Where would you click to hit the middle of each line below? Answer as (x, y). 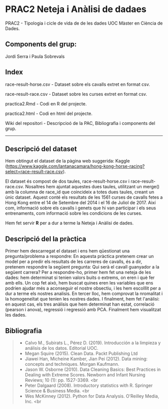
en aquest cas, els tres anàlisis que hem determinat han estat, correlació (80, 304)
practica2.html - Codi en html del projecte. (49, 113)
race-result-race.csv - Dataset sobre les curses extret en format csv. (76, 94)
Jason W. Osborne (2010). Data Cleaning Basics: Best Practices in (93, 369)
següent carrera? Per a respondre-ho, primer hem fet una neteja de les (78, 272)
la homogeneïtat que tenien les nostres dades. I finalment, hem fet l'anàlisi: (82, 299)
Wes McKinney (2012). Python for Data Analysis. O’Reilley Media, (92, 396)
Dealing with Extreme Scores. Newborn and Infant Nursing (85, 375)
